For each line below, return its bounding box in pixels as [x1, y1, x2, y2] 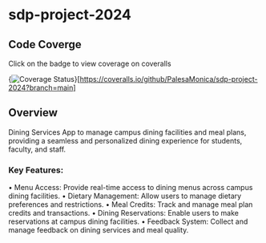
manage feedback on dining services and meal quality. [8, 225, 189, 235]
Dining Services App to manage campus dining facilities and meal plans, [8, 127, 247, 137]
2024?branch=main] [8, 83, 76, 92]
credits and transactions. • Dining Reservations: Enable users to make [8, 209, 239, 218]
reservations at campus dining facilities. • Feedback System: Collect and [8, 217, 248, 226]
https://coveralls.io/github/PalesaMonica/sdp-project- [79, 75, 258, 83]
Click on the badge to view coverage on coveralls [8, 59, 171, 68]
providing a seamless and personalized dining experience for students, [8, 136, 243, 145]
